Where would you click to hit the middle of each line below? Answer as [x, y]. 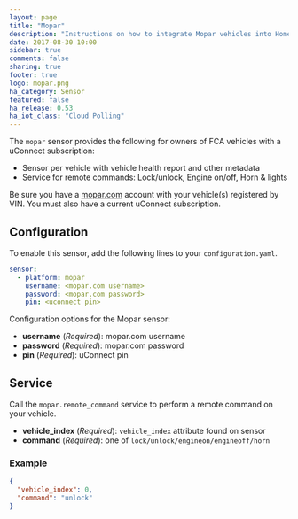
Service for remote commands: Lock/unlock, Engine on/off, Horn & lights [155, 177]
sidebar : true [35, 50]
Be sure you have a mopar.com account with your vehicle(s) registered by [144, 195]
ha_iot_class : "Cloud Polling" [67, 116]
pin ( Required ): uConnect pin [75, 355]
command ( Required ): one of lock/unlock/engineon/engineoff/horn [146, 440]
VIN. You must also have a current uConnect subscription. [115, 204]
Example [28, 463]
